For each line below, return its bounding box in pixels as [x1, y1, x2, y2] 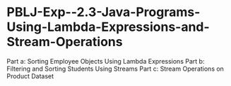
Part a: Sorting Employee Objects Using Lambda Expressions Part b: [6, 57, 205, 65]
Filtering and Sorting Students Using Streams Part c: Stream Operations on [6, 64, 224, 73]
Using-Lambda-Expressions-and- [6, 19, 210, 35]
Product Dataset [6, 71, 54, 80]
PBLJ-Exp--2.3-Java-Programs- [6, 4, 201, 20]
